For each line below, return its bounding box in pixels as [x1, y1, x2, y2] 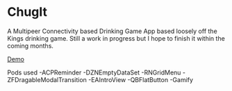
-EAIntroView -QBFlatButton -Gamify [88, 75, 193, 83]
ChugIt [7, 4, 47, 20]
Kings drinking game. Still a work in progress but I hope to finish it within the [7, 34, 226, 42]
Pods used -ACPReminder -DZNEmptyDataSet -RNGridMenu [7, 68, 181, 77]
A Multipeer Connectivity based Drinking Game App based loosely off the [7, 27, 217, 35]
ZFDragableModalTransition [7, 75, 87, 83]
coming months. [7, 41, 54, 50]
